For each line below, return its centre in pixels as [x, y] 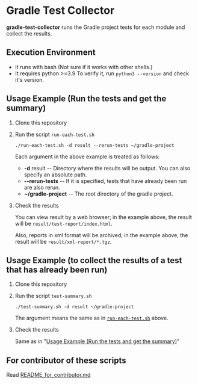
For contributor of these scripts [66, 360]
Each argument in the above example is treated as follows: [87, 156]
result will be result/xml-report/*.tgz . [63, 241]
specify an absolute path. [55, 175]
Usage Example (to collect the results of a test [94, 260]
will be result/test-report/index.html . [63, 223]
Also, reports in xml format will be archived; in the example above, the [101, 235]
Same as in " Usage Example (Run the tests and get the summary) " [97, 341]
